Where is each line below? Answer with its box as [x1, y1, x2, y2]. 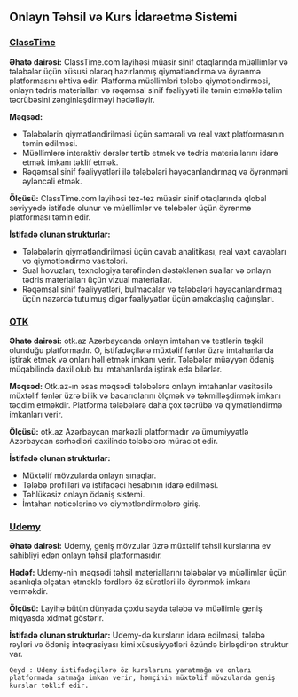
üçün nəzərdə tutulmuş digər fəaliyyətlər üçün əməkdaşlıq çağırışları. [21, 293, 275, 303]
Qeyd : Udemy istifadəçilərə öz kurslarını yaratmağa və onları [9, 666, 252, 675]
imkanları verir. [9, 409, 64, 419]
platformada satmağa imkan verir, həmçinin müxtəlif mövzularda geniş [9, 674, 276, 683]
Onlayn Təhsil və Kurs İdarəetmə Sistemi [9, 10, 238, 25]
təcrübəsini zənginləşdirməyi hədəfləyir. [9, 94, 155, 105]
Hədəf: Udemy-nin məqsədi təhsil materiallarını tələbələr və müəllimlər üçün [9, 568, 287, 578]
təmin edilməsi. [21, 137, 78, 148]
